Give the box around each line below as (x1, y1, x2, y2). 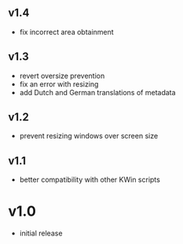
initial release (19, 228, 63, 238)
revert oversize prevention (19, 71, 105, 80)
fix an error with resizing (19, 79, 99, 89)
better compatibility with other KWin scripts (19, 175, 161, 184)
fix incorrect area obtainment (19, 27, 114, 36)
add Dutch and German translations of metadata (19, 87, 176, 97)
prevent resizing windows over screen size (19, 131, 159, 141)
